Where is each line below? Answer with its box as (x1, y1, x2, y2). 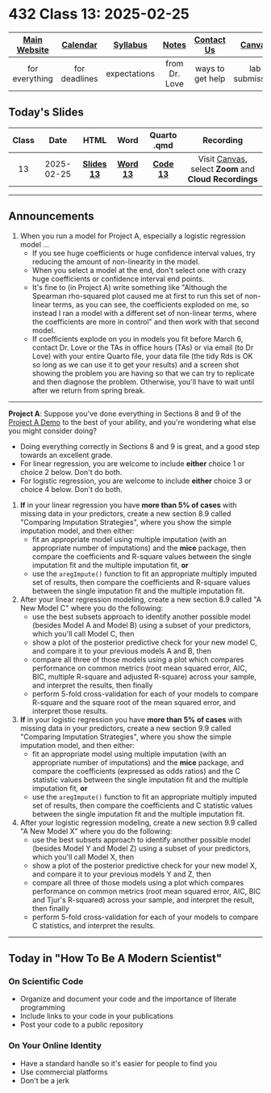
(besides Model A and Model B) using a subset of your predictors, (31, 620, 252, 630)
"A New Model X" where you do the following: (19, 826, 173, 836)
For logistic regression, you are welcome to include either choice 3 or (19, 476, 252, 486)
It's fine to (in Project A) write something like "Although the (31, 282, 227, 292)
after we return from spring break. (31, 385, 145, 395)
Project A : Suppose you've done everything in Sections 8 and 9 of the (8, 409, 242, 418)
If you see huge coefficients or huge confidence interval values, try (31, 248, 256, 258)
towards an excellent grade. (19, 450, 113, 460)
